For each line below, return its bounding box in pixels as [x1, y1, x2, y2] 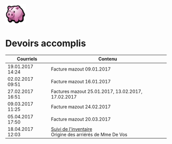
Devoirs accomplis [5, 38, 86, 50]
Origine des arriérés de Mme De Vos [51, 131, 128, 137]
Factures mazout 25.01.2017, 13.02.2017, [51, 88, 142, 94]
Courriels [17, 56, 37, 62]
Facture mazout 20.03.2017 [51, 116, 111, 123]
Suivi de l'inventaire [51, 126, 93, 132]
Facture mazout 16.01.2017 [51, 79, 111, 85]
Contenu [98, 56, 118, 62]
